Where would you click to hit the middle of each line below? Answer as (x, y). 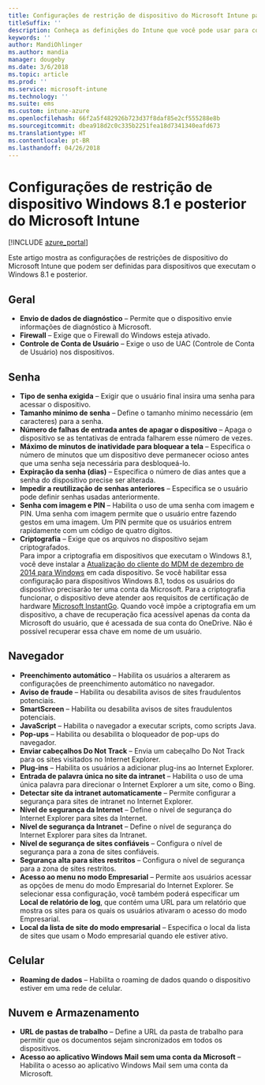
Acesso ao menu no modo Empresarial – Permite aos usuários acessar (136, 877)
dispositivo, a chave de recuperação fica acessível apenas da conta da (135, 614)
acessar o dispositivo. (55, 404)
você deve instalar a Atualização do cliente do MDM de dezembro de (132, 564)
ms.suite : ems (32, 104)
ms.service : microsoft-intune (58, 89)
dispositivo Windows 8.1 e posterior (127, 204)
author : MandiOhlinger (45, 45)
